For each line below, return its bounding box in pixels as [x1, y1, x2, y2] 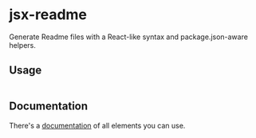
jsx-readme [9, 6, 87, 24]
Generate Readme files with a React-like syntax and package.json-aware [9, 32, 248, 41]
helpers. [9, 40, 37, 49]
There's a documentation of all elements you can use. [9, 120, 186, 130]
